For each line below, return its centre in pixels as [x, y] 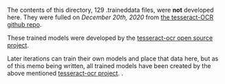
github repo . [24, 24]
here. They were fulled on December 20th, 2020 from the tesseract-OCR [110, 17]
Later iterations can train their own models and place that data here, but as [113, 59]
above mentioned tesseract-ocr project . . [65, 73]
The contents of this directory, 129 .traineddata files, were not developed [111, 10]
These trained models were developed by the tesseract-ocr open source [110, 38]
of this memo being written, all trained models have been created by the [109, 66]
